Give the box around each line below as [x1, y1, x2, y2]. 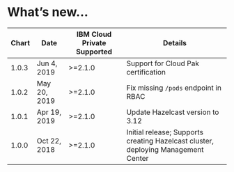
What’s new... [7, 4, 88, 20]
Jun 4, [36, 58, 58, 68]
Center [126, 153, 149, 163]
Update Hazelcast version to [126, 107, 219, 117]
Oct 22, [36, 136, 61, 146]
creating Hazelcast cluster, [126, 136, 214, 146]
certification [126, 67, 166, 77]
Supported [76, 47, 113, 56]
